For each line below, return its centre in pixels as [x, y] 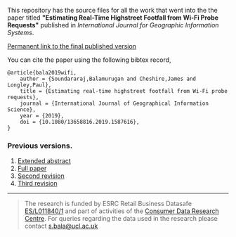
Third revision [37, 184]
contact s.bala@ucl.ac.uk [61, 226]
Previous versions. [40, 146]
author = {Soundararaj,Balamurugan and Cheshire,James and [108, 79]
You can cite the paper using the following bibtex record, [89, 60]
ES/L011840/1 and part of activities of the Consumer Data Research [122, 211]
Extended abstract [44, 161]
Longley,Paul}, [29, 85]
